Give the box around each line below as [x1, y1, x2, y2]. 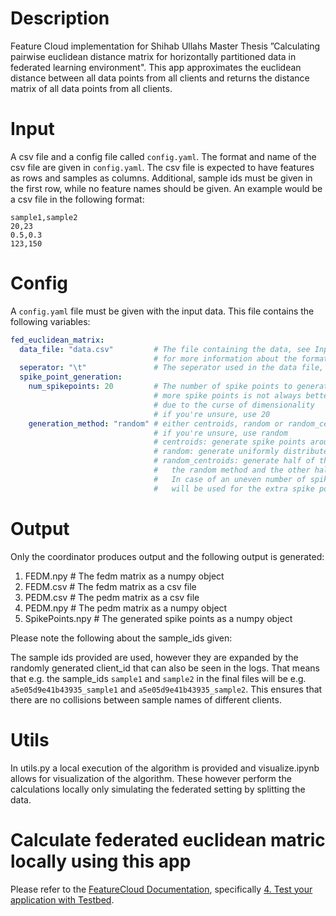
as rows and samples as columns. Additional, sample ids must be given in [10, 172, 313, 184]
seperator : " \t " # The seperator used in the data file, [19, 363, 325, 373]
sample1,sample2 [10, 212, 78, 222]
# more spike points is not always [153, 391, 302, 401]
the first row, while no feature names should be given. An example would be [10, 182, 323, 194]
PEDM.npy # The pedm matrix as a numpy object [24, 602, 228, 614]
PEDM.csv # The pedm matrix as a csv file [24, 591, 200, 603]
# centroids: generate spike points [153, 437, 307, 447]
